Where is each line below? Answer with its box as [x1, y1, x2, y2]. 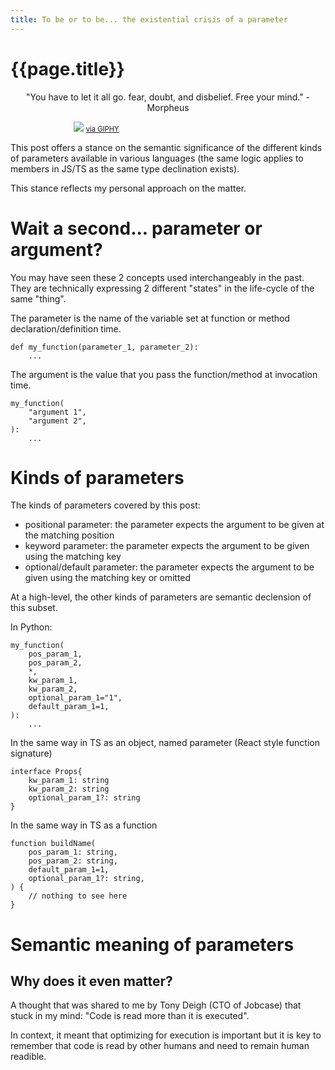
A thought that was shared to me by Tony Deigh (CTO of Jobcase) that [10, 999, 302, 1011]
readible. [10, 1051, 47, 1063]
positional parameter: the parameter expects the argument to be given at [24, 519, 325, 531]
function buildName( [10, 839, 97, 849]
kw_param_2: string [28, 784, 110, 795]
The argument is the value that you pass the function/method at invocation [10, 368, 318, 380]
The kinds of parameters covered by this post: [10, 499, 201, 511]
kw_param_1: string [28, 776, 110, 786]
